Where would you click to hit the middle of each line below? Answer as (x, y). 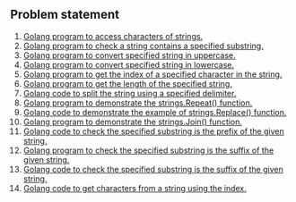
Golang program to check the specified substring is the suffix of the (148, 150)
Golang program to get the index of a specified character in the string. (152, 74)
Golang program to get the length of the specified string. (127, 83)
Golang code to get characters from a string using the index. (135, 188)
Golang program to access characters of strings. (113, 36)
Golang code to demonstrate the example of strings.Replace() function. (155, 112)
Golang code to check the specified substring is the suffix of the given (153, 169)
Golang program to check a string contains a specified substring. (143, 46)
